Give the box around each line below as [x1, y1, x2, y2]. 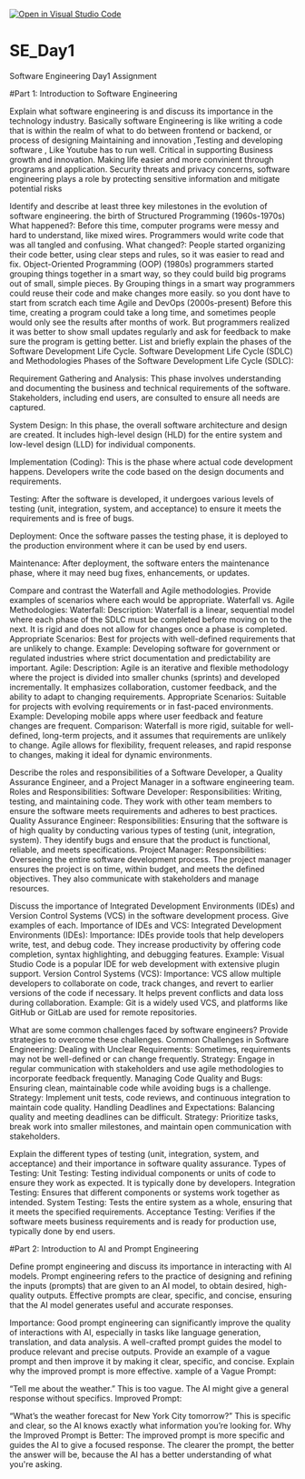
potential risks [9, 183, 63, 194]
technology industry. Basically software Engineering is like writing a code [9, 115, 283, 126]
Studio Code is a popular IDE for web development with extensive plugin [9, 958, 280, 969]
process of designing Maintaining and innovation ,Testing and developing [9, 135, 283, 146]
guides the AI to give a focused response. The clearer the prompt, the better [9, 1439, 295, 1450]
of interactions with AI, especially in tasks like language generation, [9, 1326, 261, 1337]
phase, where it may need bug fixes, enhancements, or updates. [9, 567, 251, 578]
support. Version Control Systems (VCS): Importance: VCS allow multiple [9, 968, 281, 979]
